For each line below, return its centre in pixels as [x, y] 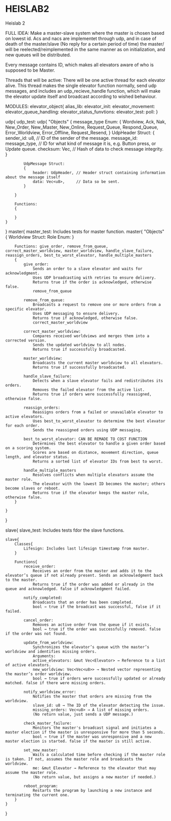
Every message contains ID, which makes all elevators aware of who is [80, 65]
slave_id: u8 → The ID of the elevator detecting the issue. [99, 705]
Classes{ [24, 544]
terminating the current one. [38, 795]
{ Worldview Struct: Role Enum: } [40, 237]
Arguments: [44, 656]
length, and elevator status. [38, 457]
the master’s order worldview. [39, 674]
